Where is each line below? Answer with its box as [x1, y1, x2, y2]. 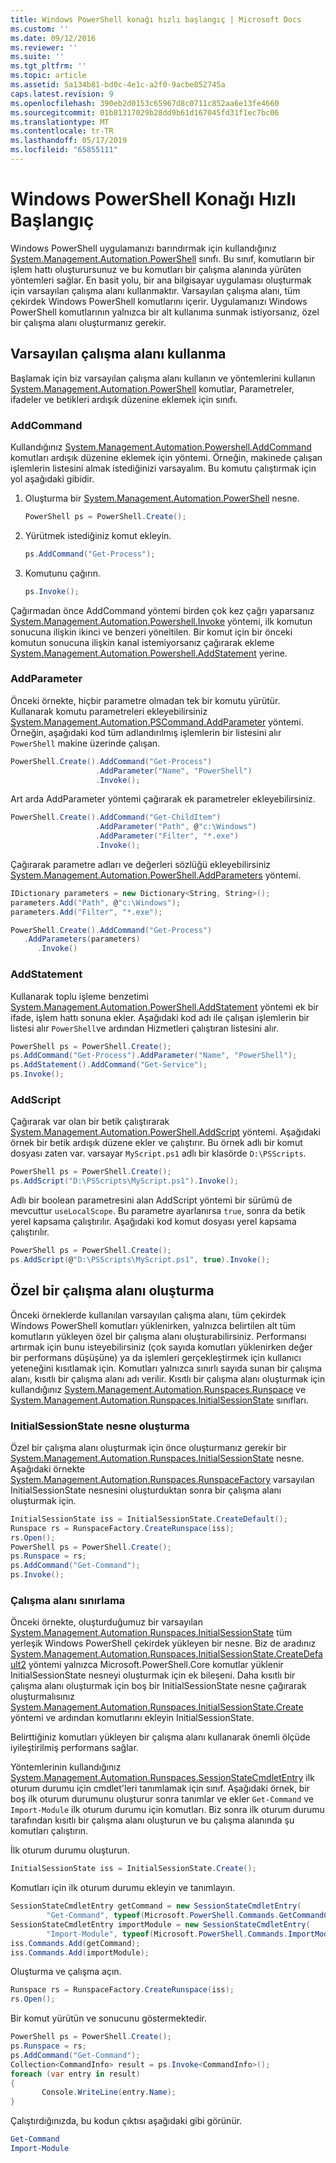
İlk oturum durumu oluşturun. [10, 1844, 130, 1856]
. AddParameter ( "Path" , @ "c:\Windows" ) [95, 822, 257, 832]
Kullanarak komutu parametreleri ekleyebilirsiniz [10, 705, 208, 717]
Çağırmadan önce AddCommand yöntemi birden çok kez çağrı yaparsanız [10, 604, 315, 616]
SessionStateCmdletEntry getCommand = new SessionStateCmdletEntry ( [10, 1901, 302, 1911]
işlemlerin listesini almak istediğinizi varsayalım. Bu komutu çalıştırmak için [10, 462, 317, 474]
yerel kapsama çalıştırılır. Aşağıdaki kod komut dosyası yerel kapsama [10, 1216, 297, 1228]
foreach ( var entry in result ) [10, 2069, 141, 2079]
